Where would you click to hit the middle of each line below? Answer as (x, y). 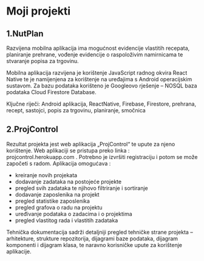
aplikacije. (19, 251)
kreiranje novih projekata (46, 175)
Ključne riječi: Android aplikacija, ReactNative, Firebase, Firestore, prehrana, (101, 104)
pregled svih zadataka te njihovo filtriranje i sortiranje (81, 188)
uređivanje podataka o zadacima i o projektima (73, 214)
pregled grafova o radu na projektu (59, 207)
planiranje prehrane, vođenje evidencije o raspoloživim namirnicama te (95, 55)
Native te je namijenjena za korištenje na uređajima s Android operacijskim (99, 79)
